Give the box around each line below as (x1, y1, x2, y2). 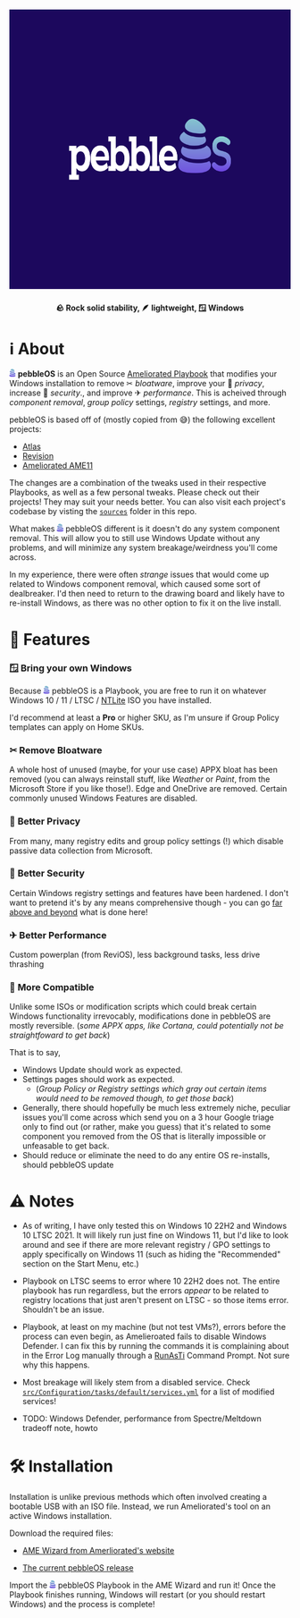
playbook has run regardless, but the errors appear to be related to (21, 1285, 270, 1296)
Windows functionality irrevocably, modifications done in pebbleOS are (9, 1011, 271, 1021)
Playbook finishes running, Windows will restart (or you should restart (9, 1589, 266, 1600)
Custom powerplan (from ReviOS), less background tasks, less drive (9, 949, 261, 961)
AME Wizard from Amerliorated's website (21, 1546, 175, 1556)
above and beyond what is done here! (9, 906, 148, 917)
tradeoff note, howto (21, 1423, 98, 1434)
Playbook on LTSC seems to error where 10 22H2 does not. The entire (21, 1275, 280, 1287)
